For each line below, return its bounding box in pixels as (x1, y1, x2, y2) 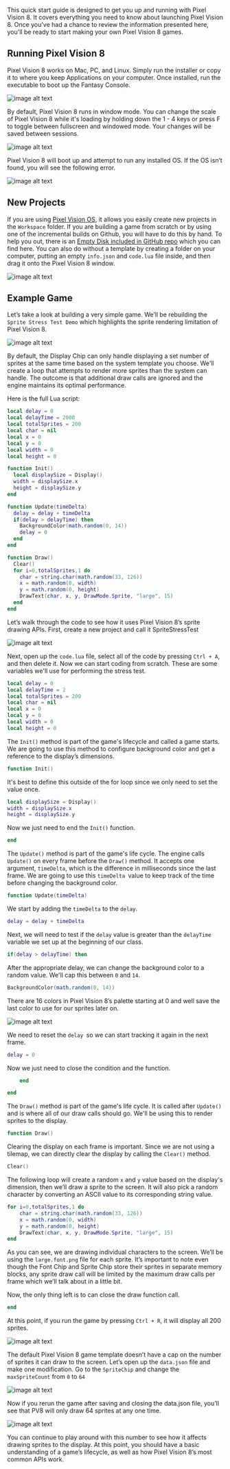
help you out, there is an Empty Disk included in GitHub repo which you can (7, 237, 221, 245)
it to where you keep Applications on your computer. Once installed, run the (7, 73, 221, 81)
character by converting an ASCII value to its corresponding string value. (7, 1191, 213, 1199)
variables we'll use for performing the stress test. (7, 667, 146, 675)
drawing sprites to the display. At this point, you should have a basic (7, 1441, 200, 1449)
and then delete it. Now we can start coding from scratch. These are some (7, 659, 218, 667)
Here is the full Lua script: (7, 394, 80, 403)
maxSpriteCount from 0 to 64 (7, 1372, 86, 1381)
